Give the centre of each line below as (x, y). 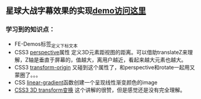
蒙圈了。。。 (28, 75)
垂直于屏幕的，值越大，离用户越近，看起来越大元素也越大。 (113, 60)
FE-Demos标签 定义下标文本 (46, 44)
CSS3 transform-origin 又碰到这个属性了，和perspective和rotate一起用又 (105, 68)
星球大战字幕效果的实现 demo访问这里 (76, 11)
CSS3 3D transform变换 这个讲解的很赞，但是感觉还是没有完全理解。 (100, 90)
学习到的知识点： (30, 30)
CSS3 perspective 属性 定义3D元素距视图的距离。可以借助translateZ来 (101, 53)
